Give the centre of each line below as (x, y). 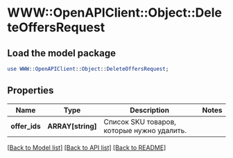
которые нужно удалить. (145, 130)
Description (149, 110)
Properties (31, 90)
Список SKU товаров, (140, 121)
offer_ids (26, 126)
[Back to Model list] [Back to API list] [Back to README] (87, 148)
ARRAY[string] (72, 126)
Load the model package (62, 53)
